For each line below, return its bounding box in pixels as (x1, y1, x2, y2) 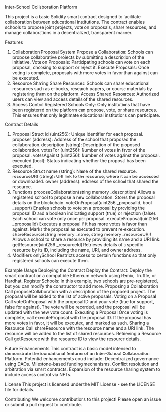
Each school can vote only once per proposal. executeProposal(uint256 (12, 216, 158, 221)
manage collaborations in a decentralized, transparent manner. (5, 30, 133, 35)
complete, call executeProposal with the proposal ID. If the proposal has (5, 315, 152, 320)
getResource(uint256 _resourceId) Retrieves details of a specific (12, 242, 144, 247)
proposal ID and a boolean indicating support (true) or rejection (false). (12, 210, 157, 216)
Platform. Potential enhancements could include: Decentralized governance (5, 356, 159, 361)
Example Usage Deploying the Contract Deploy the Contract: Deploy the (5, 267, 152, 273)
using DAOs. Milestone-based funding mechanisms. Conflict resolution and (5, 361, 159, 367)
